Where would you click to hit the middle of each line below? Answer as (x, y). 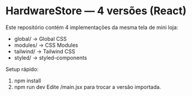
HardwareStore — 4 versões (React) (96, 11)
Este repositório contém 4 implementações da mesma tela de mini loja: (92, 27)
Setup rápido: (22, 69)
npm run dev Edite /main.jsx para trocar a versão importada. (87, 87)
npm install (28, 81)
